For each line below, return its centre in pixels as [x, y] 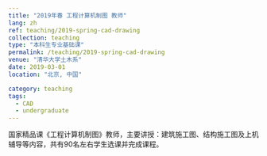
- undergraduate [42, 111]
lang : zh [23, 23]
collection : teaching [44, 38]
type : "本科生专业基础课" [46, 45]
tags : [17, 96]
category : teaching [41, 89]
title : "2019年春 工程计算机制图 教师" [68, 15]
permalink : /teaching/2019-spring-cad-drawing [87, 52]
